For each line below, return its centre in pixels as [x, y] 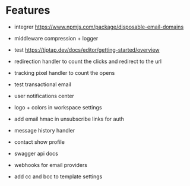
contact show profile [39, 142]
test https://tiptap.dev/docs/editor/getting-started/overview [87, 50]
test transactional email [43, 84]
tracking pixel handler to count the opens [64, 72]
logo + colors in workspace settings [58, 107]
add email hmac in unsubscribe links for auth [69, 119]
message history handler [45, 130]
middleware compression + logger [56, 38]
